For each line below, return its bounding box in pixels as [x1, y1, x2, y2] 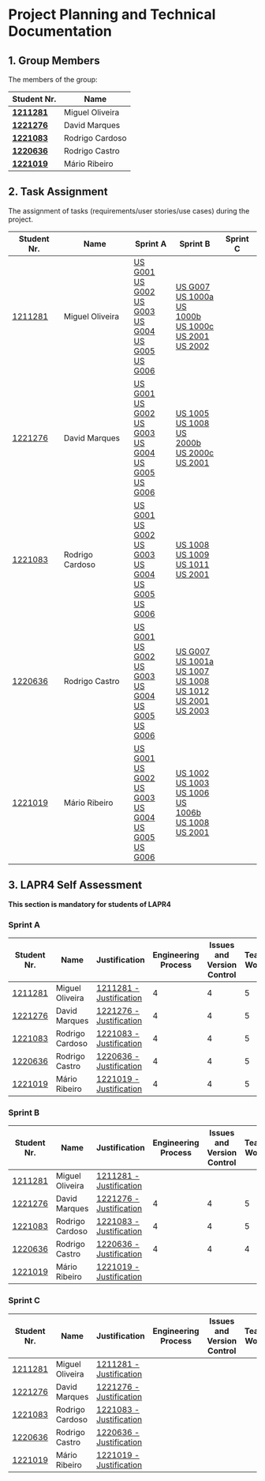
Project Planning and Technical [8, 6, 216, 24]
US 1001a [175, 655, 215, 667]
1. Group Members [8, 54, 100, 67]
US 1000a [175, 291, 215, 302]
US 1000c [175, 320, 215, 331]
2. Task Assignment [8, 185, 108, 198]
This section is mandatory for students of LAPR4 [8, 899, 171, 909]
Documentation [8, 22, 113, 40]
